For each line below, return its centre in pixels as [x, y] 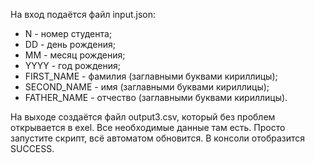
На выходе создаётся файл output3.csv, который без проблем [143, 117]
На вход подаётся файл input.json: [83, 14]
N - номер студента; [68, 33]
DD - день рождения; [70, 44]
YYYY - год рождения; [72, 65]
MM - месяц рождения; [75, 55]
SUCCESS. [32, 148]
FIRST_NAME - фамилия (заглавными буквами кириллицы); [151, 76]
